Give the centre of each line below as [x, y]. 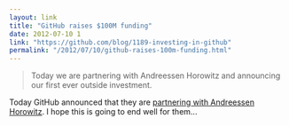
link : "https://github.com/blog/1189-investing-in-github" [121, 42]
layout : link [33, 17]
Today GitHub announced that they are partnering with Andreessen [132, 102]
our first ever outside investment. [91, 85]
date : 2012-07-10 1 [45, 34]
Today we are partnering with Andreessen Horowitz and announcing [156, 75]
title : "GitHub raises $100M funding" [81, 26]
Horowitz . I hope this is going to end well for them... [103, 112]
